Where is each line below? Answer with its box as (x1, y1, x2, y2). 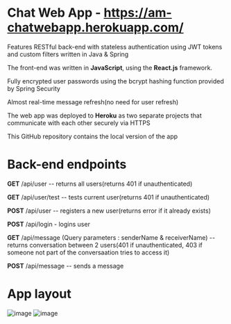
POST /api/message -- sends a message (7, 261, 124, 270)
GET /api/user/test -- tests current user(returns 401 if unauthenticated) (7, 193, 210, 201)
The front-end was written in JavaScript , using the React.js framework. (7, 63, 213, 72)
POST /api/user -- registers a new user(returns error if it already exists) (7, 206, 212, 215)
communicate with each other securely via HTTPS (7, 118, 151, 127)
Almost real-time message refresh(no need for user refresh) (7, 97, 179, 106)
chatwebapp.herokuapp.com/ (7, 19, 184, 35)
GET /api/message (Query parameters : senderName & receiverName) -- (7, 233, 216, 241)
